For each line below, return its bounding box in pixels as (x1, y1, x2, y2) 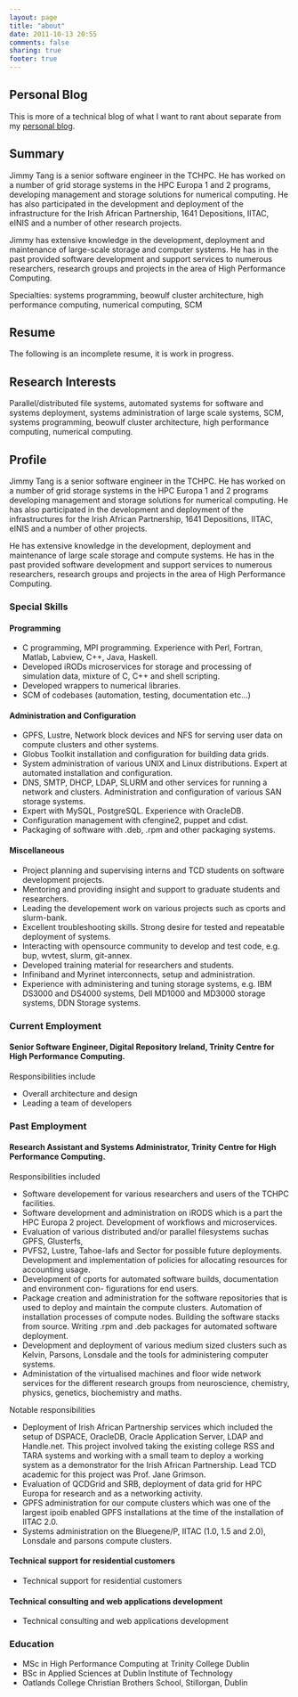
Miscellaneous (9, 844, 65, 855)
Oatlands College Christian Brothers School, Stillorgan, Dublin (21, 1677, 248, 1688)
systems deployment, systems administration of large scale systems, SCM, (9, 407, 285, 419)
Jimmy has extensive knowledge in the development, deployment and (9, 234, 265, 245)
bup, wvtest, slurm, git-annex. (21, 950, 133, 960)
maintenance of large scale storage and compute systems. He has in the (9, 550, 275, 561)
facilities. (21, 1197, 56, 1208)
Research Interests (9, 374, 117, 389)
